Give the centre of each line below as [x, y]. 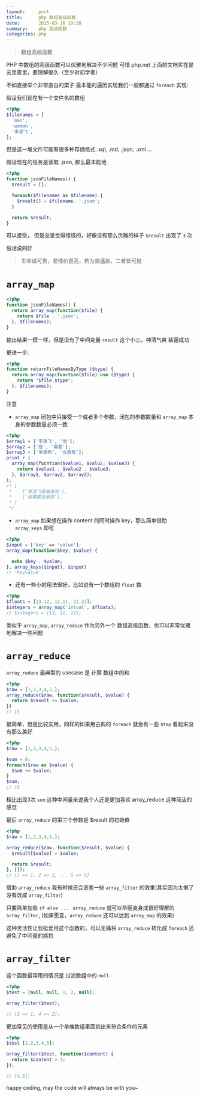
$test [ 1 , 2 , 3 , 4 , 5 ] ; [31, 1044]
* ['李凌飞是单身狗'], [38, 491]
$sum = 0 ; [19, 759]
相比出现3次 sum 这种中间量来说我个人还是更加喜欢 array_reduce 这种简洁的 [99, 799]
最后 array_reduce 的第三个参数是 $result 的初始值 [68, 820]
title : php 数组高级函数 [41, 17]
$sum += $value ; [32, 771]
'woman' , [22, 126]
